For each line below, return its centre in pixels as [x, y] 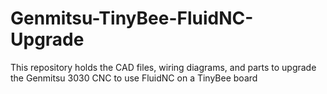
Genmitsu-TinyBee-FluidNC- [132, 18]
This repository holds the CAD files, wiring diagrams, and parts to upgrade [163, 67]
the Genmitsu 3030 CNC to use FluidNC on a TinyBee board [134, 78]
